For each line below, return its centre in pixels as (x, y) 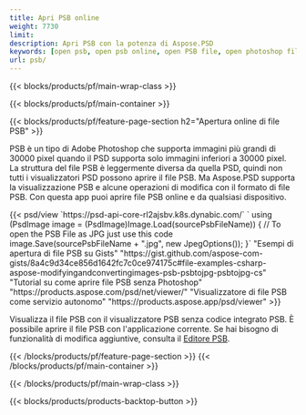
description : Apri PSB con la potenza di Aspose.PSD (112, 43)
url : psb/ (28, 60)
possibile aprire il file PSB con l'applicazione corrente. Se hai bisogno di (144, 329)
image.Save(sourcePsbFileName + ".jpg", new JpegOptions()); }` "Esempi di (152, 243)
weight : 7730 (34, 26)
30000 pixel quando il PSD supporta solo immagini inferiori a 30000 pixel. (148, 158)
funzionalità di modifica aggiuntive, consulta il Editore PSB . (120, 339)
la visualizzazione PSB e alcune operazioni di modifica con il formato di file (150, 187)
